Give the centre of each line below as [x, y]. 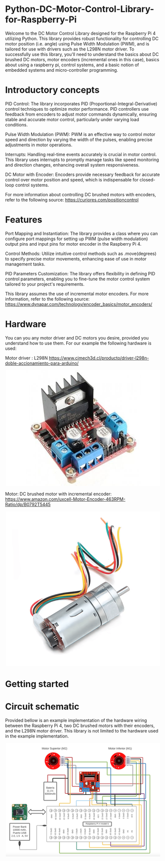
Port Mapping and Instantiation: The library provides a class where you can [82, 233]
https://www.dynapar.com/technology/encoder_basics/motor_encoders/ [79, 304]
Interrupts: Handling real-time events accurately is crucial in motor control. [81, 154]
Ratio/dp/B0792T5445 [28, 504]
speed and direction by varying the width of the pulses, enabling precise [79, 139]
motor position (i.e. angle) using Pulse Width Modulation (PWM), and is [77, 43]
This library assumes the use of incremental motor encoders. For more [77, 294]
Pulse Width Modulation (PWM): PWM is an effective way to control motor [80, 134]
